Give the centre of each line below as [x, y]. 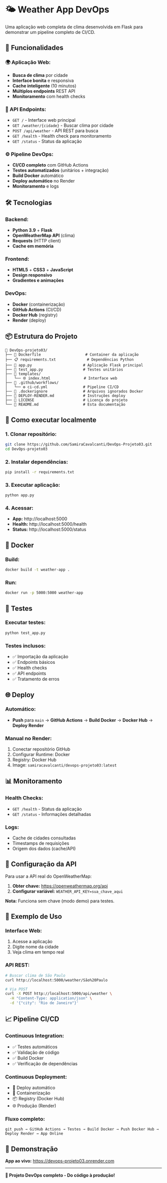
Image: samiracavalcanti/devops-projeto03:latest [64, 765]
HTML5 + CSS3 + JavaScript [43, 270]
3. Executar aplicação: [33, 485]
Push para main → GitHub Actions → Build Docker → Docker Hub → [83, 720]
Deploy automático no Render [43, 181]
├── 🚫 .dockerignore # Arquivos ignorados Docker [74, 392]
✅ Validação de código [36, 1052]
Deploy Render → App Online [34, 1134]
